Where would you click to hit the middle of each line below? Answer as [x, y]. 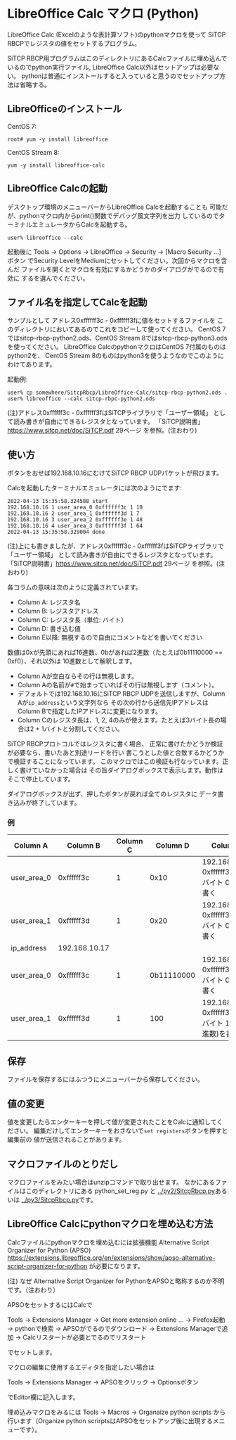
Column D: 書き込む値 [49, 629]
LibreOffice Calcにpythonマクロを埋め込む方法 [110, 1224]
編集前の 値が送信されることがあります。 [66, 1140]
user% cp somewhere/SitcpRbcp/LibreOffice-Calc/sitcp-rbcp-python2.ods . [118, 393]
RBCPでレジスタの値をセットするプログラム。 [74, 43]
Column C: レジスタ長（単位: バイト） [72, 620]
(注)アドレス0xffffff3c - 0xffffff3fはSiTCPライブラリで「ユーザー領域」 [110, 413]
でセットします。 [32, 1352]
